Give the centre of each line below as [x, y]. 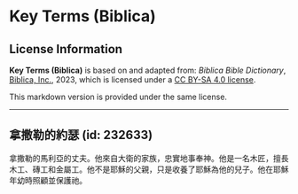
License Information [66, 49]
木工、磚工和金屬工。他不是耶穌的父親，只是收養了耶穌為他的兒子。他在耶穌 [149, 169]
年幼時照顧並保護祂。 [48, 180]
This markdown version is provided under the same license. [118, 97]
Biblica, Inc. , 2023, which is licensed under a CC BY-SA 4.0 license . [133, 80]
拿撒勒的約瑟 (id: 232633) [81, 135]
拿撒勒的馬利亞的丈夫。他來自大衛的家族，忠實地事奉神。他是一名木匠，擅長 [149, 158]
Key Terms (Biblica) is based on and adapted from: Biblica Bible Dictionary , [148, 70]
